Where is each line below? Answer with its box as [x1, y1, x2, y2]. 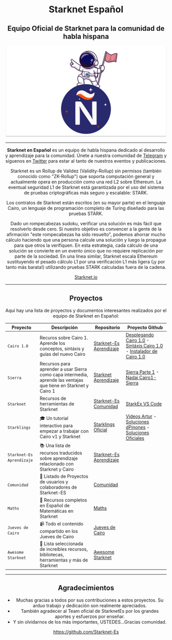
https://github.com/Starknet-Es [53, 629, 119, 635]
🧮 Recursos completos [39, 497, 87, 503]
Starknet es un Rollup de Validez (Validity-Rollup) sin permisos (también [10, 168, 162, 174]
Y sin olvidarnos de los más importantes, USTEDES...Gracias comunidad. [13, 619, 167, 625]
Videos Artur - [125, 413, 157, 419]
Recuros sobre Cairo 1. [39, 335, 89, 341]
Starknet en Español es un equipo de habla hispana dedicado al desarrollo [7, 147, 165, 153]
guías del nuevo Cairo [39, 351, 85, 357]
